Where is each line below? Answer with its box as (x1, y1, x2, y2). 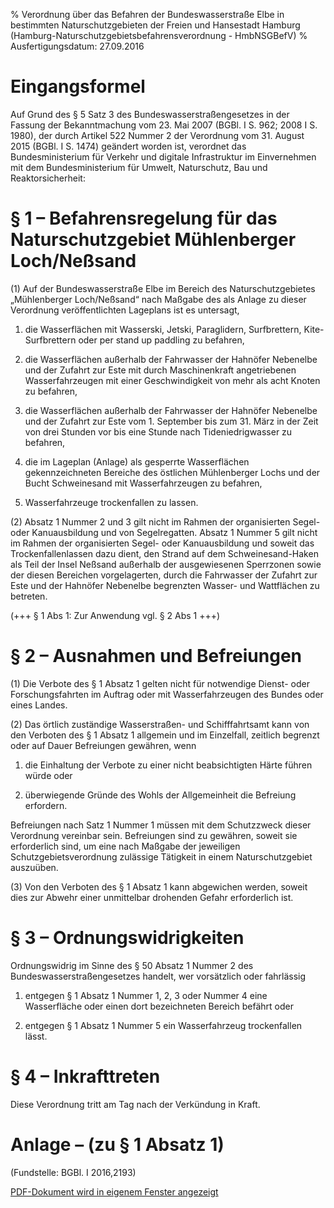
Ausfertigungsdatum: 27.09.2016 (10, 40, 145, 52)
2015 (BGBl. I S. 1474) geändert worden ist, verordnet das (10, 140, 247, 152)
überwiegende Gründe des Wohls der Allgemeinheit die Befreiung (24, 789, 297, 801)
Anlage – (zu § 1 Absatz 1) (10, 1133, 225, 1156)
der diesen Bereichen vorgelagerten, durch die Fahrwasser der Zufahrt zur (10, 569, 318, 581)
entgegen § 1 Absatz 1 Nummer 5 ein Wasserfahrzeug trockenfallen (24, 1019, 303, 1031)
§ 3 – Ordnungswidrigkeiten (10, 927, 245, 949)
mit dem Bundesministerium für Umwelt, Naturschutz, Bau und (10, 161, 268, 173)
